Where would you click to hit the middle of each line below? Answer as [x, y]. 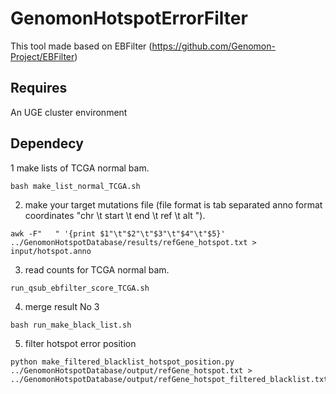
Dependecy [47, 143]
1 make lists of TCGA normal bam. [80, 168]
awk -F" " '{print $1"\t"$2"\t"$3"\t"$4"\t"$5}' [118, 233]
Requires [39, 88]
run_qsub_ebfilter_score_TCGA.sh [80, 288]
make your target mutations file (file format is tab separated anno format [173, 204]
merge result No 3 [62, 306]
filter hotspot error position [80, 343]
